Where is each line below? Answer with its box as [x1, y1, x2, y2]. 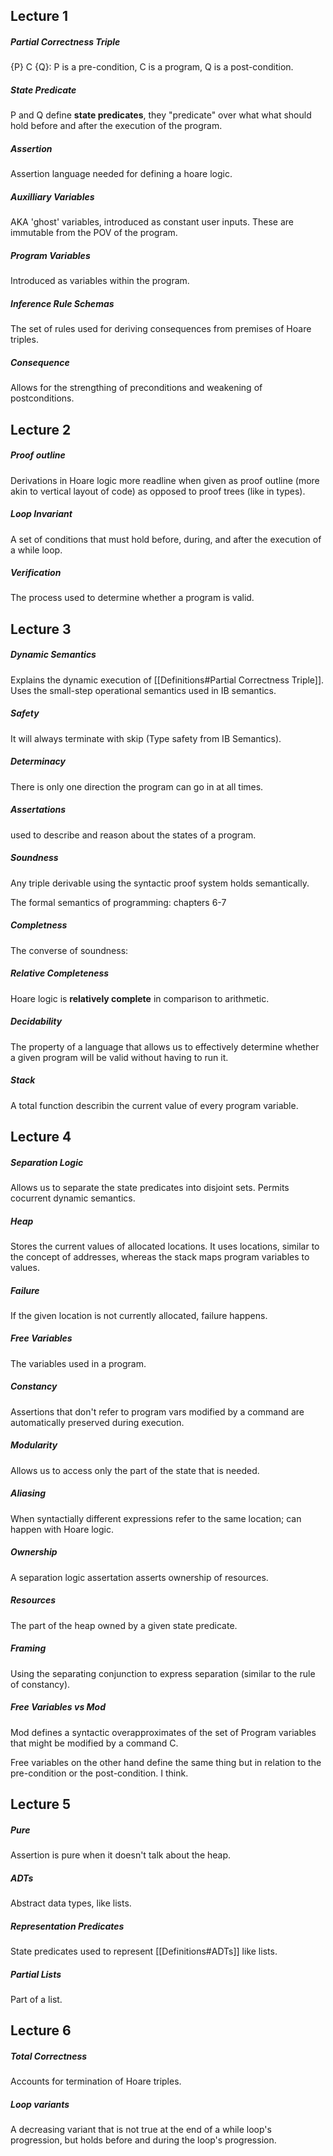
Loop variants [10, 2098, 70, 2110]
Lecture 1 [10, 8, 69, 25]
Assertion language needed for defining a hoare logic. [10, 168, 233, 180]
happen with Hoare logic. [10, 1523, 115, 1535]
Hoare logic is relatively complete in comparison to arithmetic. [10, 992, 270, 1004]
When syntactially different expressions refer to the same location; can [10, 1512, 302, 1524]
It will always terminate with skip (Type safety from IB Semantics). [10, 732, 282, 744]
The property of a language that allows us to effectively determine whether [10, 1040, 320, 1053]
